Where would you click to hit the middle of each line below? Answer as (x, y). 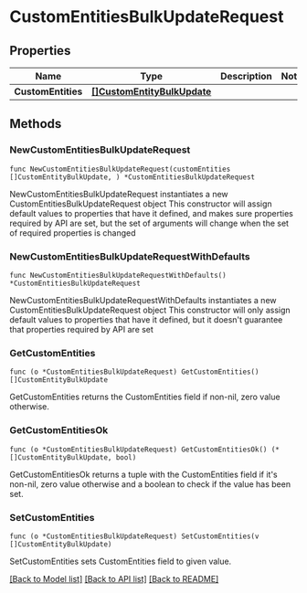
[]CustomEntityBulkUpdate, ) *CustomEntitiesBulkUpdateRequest (132, 177)
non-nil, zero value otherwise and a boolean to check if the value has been (150, 484)
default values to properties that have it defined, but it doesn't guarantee (146, 319)
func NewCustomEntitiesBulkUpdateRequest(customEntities (120, 169)
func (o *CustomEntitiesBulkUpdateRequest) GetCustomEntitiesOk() (138, 450)
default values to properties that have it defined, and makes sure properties (152, 213)
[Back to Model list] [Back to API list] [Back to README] (114, 578)
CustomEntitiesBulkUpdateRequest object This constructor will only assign (150, 310)
